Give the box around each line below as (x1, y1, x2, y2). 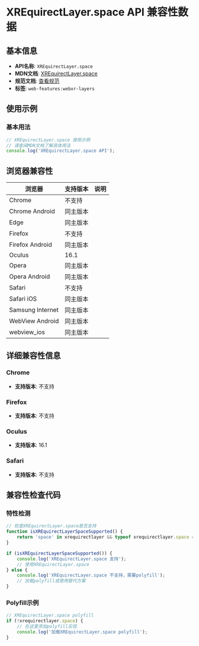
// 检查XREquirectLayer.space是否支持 (6, 523, 97, 529)
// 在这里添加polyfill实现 (17, 623, 77, 629)
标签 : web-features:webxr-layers (14, 85, 95, 92)
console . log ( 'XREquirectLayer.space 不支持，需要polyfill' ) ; (17, 572, 166, 578)
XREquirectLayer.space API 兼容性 (6, 5, 178, 19)
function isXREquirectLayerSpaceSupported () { (6, 529, 123, 534)
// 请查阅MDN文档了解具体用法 (6, 142, 71, 148)
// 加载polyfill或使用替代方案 (17, 578, 86, 584)
